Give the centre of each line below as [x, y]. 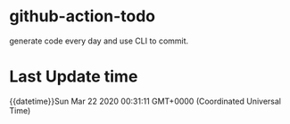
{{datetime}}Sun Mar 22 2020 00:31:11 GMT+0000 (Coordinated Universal [145, 101]
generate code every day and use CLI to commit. [99, 41]
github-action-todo [83, 16]
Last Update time [74, 77]
